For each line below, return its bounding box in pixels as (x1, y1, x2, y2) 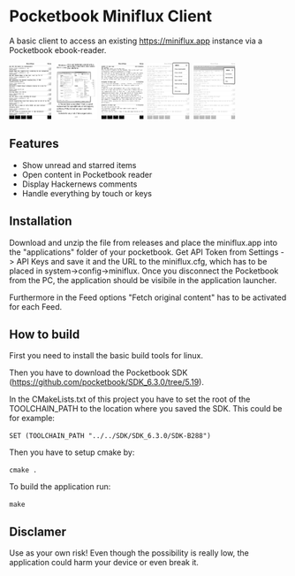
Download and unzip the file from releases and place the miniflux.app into (9, 237, 278, 248)
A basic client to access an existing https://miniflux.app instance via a (9, 35, 263, 46)
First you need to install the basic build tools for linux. (9, 350, 203, 361)
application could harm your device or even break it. (9, 557, 199, 568)
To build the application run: (9, 481, 111, 492)
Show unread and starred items (21, 159, 137, 170)
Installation (9, 214, 72, 229)
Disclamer (9, 524, 67, 539)
